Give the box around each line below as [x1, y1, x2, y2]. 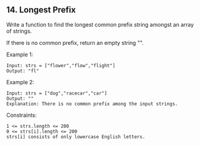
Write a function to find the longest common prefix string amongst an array [6, 21, 195, 28]
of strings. [6, 27, 32, 35]
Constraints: [6, 111, 37, 119]
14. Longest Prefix [6, 5, 76, 15]
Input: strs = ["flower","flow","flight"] [6, 62, 116, 68]
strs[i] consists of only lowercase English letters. [6, 133, 146, 140]
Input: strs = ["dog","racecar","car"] [6, 90, 108, 96]
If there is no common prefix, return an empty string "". [6, 39, 144, 46]
